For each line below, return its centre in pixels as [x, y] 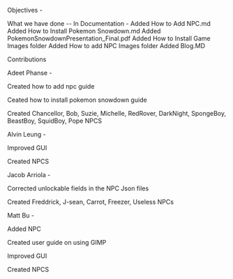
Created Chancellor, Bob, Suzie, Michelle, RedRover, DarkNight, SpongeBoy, [117, 113]
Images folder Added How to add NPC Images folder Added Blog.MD [106, 46]
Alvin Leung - [27, 134]
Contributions [27, 59]
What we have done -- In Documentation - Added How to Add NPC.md [109, 23]
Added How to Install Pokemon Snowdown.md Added [84, 31]
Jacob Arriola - [29, 175]
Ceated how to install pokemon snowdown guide [77, 100]
